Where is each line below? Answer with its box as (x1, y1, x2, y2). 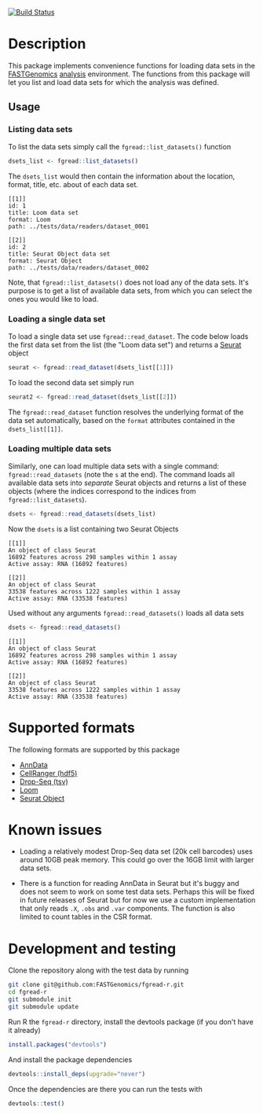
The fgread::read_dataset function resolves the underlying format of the (8, 407, 244, 417)
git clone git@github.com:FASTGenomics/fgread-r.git (8, 981, 184, 989)
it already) (8, 1025, 41, 1035)
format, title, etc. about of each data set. (8, 179, 139, 189)
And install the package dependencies (8, 1054, 133, 1064)
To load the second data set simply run (8, 377, 134, 387)
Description (8, 35, 86, 53)
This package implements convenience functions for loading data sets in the (8, 61, 255, 70)
